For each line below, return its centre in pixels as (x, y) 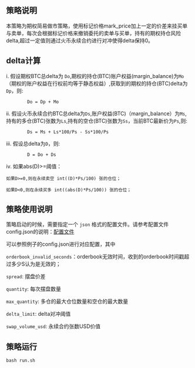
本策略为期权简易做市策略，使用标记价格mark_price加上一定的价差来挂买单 (97, 26)
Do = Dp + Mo (43, 102)
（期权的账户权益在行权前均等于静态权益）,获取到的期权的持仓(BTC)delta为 (97, 83)
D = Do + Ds (42, 154)
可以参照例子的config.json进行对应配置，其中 (61, 244)
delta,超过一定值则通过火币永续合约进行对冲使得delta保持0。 (80, 40)
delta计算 (23, 61)
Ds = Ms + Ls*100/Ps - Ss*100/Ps (68, 132)
